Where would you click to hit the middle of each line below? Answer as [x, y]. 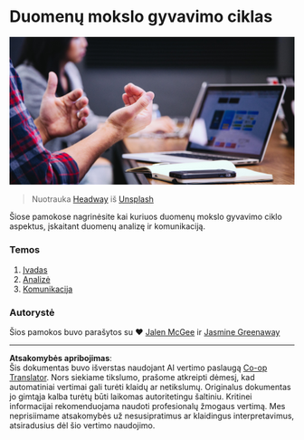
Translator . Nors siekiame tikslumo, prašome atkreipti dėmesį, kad [132, 377]
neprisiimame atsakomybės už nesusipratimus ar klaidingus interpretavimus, [152, 416]
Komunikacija [47, 289]
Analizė [37, 279]
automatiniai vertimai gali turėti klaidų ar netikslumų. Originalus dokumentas [150, 387]
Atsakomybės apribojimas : [61, 358]
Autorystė [32, 312]
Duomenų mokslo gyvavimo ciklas [141, 17]
